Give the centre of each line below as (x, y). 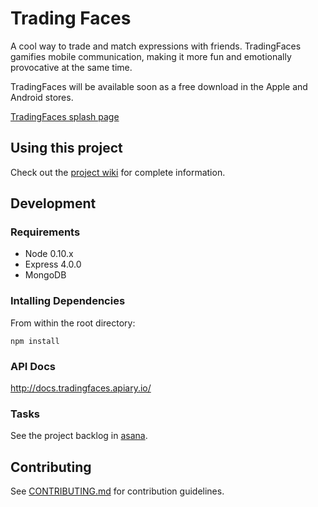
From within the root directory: (73, 323)
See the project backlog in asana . (79, 436)
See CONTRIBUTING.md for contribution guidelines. (117, 491)
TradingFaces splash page (65, 116)
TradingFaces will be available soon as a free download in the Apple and (159, 86)
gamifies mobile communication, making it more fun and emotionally (151, 56)
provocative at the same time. (71, 67)
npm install (35, 341)
